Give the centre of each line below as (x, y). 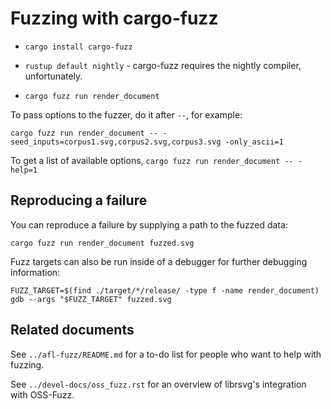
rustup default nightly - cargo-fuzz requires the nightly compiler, (163, 65)
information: (35, 272)
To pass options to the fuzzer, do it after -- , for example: (126, 114)
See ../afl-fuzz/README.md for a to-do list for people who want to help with (166, 354)
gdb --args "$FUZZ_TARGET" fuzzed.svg (91, 299)
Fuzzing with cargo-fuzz (114, 18)
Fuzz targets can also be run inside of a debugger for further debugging (159, 261)
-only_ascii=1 (254, 142)
